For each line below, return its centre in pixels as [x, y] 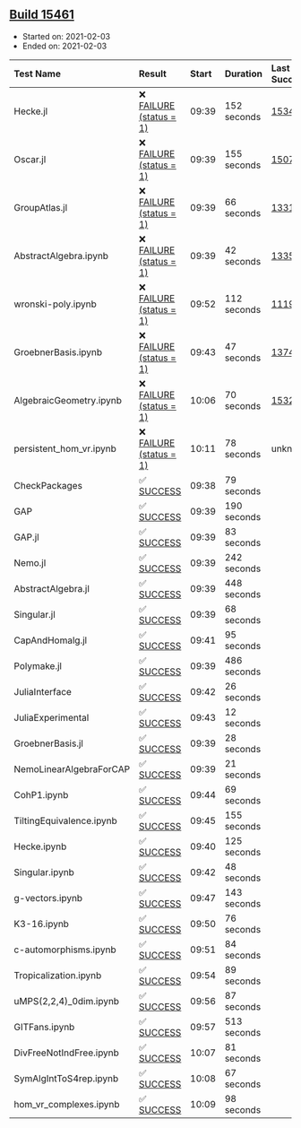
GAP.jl [26, 537]
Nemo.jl [30, 562]
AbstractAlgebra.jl [52, 588]
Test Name [37, 74]
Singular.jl [34, 614]
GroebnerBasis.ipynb [58, 351]
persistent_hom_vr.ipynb [65, 448]
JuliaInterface [43, 691]
